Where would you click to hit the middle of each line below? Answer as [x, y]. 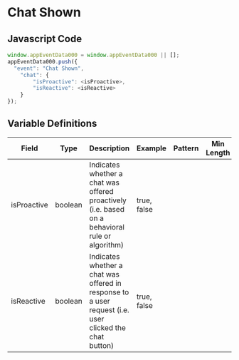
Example [152, 148]
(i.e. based [107, 209]
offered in [106, 283]
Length [218, 153]
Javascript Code [45, 39]
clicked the [107, 327]
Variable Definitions [52, 124]
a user [100, 301]
